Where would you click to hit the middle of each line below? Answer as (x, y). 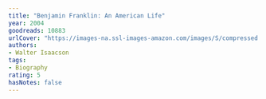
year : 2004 (26, 23)
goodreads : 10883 (37, 30)
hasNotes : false (35, 82)
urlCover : (25, 38)
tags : (17, 61)
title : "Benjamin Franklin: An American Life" (87, 16)
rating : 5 (25, 75)
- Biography (28, 68)
